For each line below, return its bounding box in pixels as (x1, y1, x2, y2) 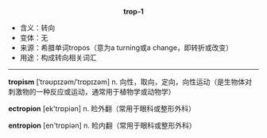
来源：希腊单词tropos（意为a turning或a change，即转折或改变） (19, 43, 233, 52)
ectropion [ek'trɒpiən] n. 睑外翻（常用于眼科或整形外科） (8, 104, 196, 113)
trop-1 (122, 7, 145, 16)
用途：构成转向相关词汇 (19, 53, 97, 62)
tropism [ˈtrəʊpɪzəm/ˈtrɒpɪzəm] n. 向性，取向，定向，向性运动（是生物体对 (8, 77, 253, 86)
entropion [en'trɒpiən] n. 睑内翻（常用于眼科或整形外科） (8, 121, 196, 130)
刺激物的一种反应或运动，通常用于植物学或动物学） (8, 87, 176, 96)
